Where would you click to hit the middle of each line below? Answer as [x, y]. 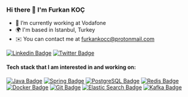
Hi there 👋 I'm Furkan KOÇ [46, 10]
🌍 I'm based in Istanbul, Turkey [55, 30]
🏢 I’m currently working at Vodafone [61, 23]
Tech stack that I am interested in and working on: [71, 67]
